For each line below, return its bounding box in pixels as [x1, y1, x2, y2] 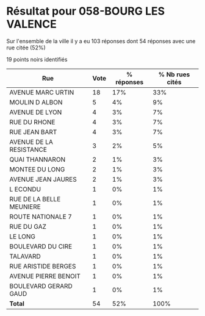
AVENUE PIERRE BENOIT [9, 271, 81, 280]
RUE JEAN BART [9, 127, 57, 136]
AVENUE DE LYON [9, 108, 62, 117]
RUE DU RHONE [9, 118, 56, 126]
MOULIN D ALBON [9, 98, 63, 106]
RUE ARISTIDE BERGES [9, 262, 76, 270]
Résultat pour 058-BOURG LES [6, 4, 165, 18]
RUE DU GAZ [9, 222, 47, 231]
